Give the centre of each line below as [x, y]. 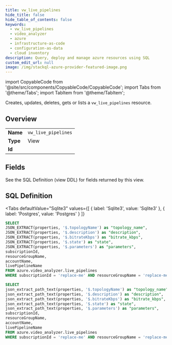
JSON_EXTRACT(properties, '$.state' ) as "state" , [59, 242]
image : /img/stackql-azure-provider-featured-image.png [66, 67]
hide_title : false [25, 15]
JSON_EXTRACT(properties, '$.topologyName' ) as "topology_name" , [76, 228]
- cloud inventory [30, 53]
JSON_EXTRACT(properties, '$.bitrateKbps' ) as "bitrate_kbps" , [74, 237]
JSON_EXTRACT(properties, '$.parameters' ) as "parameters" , [71, 247]
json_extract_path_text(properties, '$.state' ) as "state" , [71, 304]
